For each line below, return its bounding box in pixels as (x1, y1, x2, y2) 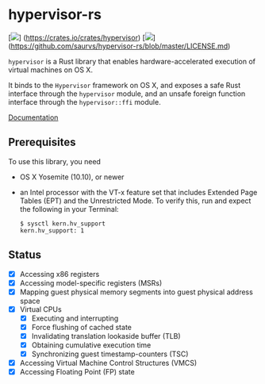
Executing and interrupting (31, 313, 119, 323)
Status (8, 248, 42, 262)
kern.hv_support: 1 (19, 226, 85, 235)
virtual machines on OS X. (8, 65, 94, 75)
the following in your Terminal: (19, 204, 119, 213)
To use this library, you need (8, 156, 102, 166)
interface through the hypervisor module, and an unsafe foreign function (8, 89, 246, 98)
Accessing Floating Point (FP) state (19, 367, 135, 377)
